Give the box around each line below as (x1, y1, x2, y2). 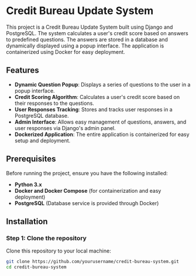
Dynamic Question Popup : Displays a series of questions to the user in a (14, 81, 191, 88)
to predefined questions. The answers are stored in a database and (6, 36, 169, 43)
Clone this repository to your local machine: (6, 247, 111, 254)
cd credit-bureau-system (6, 264, 67, 270)
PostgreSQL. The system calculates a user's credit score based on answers (6, 29, 188, 36)
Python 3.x (14, 180, 42, 188)
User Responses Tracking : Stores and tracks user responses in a (14, 105, 173, 113)
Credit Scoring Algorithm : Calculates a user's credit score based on (14, 93, 180, 100)
